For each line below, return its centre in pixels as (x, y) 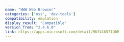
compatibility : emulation (31, 18)
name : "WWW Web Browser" (30, 9)
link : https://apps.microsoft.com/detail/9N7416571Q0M (62, 32)
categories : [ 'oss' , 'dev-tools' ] (40, 14)
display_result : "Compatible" (36, 23)
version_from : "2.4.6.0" (30, 28)
